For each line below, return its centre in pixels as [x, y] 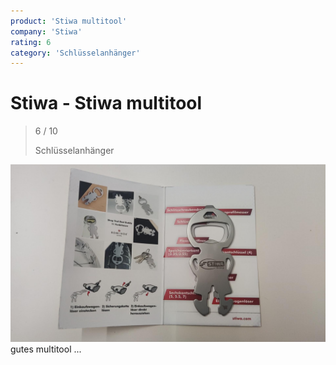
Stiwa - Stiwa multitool [106, 103]
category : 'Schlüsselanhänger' [75, 53]
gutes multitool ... [46, 349]
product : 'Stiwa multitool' [69, 21]
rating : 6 [31, 42]
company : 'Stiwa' [46, 31]
